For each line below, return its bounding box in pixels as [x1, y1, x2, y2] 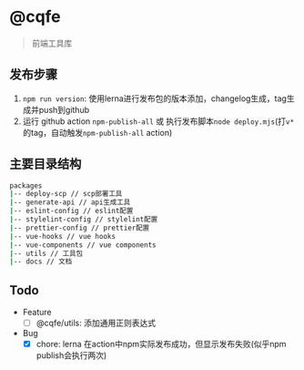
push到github [38, 104, 90, 115]
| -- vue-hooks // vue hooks [9, 231, 117, 241]
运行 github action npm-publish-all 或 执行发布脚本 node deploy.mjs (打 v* [22, 116, 294, 127]
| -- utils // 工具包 [9, 249, 84, 258]
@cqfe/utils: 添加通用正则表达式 [35, 317, 157, 329]
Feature [22, 307, 52, 318]
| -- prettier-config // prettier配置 [9, 223, 150, 232]
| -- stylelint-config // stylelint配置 [9, 215, 158, 224]
